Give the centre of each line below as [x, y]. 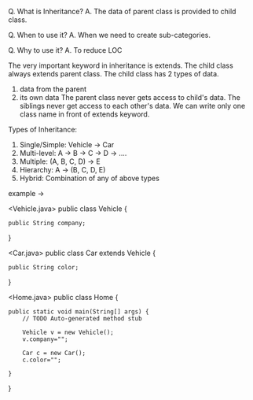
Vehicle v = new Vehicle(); [68, 332]
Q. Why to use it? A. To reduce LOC [65, 50]
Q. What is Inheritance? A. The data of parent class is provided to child [122, 11]
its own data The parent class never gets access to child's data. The [130, 97]
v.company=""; [45, 339]
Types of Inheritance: [42, 130]
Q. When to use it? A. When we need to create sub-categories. [109, 35]
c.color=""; [42, 360]
